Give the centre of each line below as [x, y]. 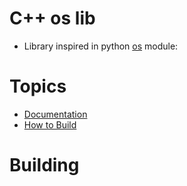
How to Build [50, 124]
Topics [38, 86]
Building [44, 165]
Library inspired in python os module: [101, 46]
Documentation [55, 114]
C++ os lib [52, 18]
